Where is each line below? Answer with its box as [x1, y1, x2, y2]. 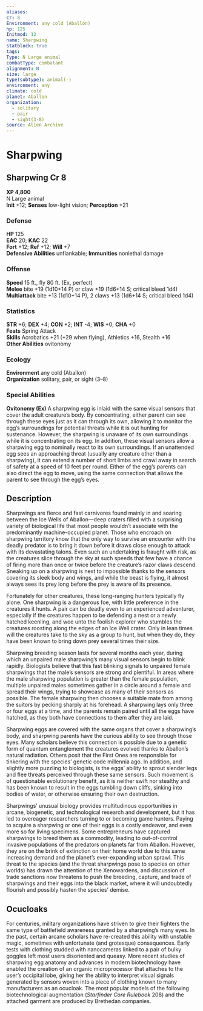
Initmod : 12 [6, 32, 36, 38]
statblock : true [6, 43, 47, 49]
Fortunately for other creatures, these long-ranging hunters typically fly [6, 592, 185, 600]
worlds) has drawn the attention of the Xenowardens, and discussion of [6, 867, 185, 874]
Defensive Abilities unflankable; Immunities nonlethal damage [6, 250, 164, 257]
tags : [6, 49, 20, 55]
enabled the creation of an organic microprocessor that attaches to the [6, 965, 184, 973]
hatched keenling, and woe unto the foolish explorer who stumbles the [6, 618, 182, 625]
